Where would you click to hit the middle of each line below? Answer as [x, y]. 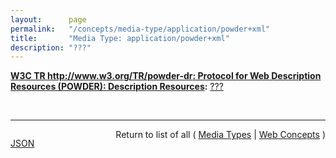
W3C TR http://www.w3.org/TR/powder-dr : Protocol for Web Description [166, 76]
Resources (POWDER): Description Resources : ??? [117, 87]
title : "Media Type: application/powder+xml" [120, 38]
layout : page [48, 19]
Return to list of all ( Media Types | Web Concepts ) [220, 135]
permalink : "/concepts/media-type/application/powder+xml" [140, 29]
